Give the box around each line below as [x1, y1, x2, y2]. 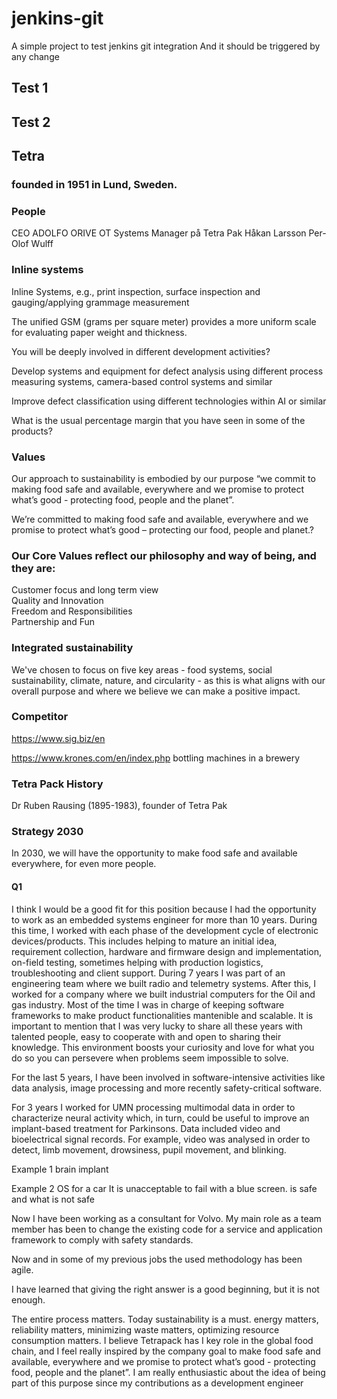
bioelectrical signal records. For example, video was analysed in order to [11, 1133, 311, 1145]
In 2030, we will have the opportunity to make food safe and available [11, 847, 298, 859]
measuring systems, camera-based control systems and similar [11, 375, 273, 387]
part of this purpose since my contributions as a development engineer [11, 1377, 304, 1389]
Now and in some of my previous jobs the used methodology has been [11, 1253, 303, 1265]
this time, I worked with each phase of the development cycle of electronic [11, 924, 319, 936]
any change [11, 50, 60, 62]
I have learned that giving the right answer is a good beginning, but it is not [11, 1283, 320, 1295]
